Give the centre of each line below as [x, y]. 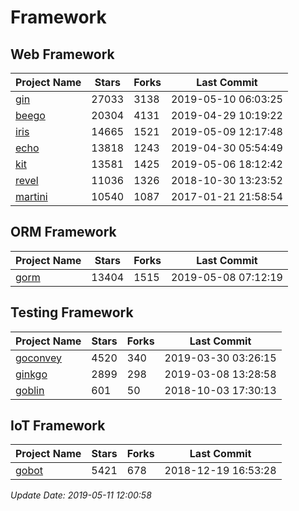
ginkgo [31, 374]
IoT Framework [58, 426]
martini [31, 196]
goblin [30, 390]
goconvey [39, 358]
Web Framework [62, 54]
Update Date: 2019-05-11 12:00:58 [81, 495]
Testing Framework [72, 312]
